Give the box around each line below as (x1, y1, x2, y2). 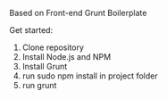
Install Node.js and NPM (21, 52, 112, 62)
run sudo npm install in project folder (21, 70, 158, 81)
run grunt (21, 80, 57, 90)
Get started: (9, 25, 54, 35)
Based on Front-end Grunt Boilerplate (9, 8, 147, 18)
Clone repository (21, 42, 85, 53)
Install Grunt (21, 62, 68, 71)
